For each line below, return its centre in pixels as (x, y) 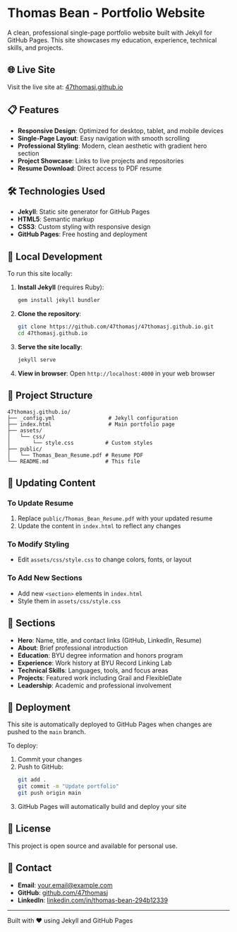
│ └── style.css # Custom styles (80, 443)
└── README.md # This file (74, 461)
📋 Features (33, 110)
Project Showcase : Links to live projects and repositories (101, 161)
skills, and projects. (35, 47)
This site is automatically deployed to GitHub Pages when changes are (110, 724)
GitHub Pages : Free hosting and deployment (83, 234)
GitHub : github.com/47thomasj (62, 892)
